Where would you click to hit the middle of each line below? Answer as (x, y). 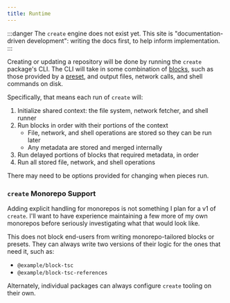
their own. (21, 293)
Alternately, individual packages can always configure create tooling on (109, 286)
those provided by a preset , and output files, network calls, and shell (105, 76)
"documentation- (199, 33)
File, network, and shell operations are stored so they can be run (120, 132)
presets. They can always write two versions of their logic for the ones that (114, 244)
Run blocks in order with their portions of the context (92, 125)
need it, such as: (31, 251)
